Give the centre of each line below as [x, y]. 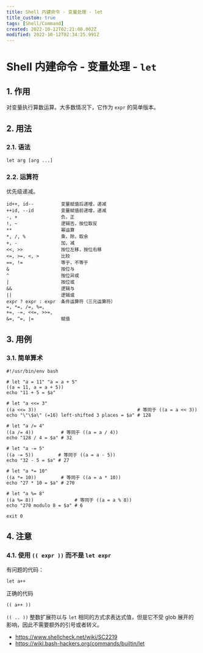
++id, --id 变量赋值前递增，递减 [56, 211]
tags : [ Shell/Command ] [35, 23]
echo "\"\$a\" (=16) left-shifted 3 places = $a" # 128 [79, 415]
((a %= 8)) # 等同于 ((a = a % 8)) [69, 500]
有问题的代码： [25, 570]
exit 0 [15, 516]
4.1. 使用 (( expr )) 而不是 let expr [59, 556]
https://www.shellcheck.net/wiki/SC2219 [66, 637]
